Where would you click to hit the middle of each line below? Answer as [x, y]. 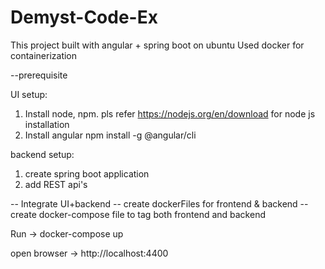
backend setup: [42, 154]
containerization [44, 55]
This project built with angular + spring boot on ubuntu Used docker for [157, 45]
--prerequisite [39, 75]
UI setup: [29, 94]
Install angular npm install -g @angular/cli [110, 135]
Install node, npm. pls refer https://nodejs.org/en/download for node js [170, 113]
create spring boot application [87, 173]
